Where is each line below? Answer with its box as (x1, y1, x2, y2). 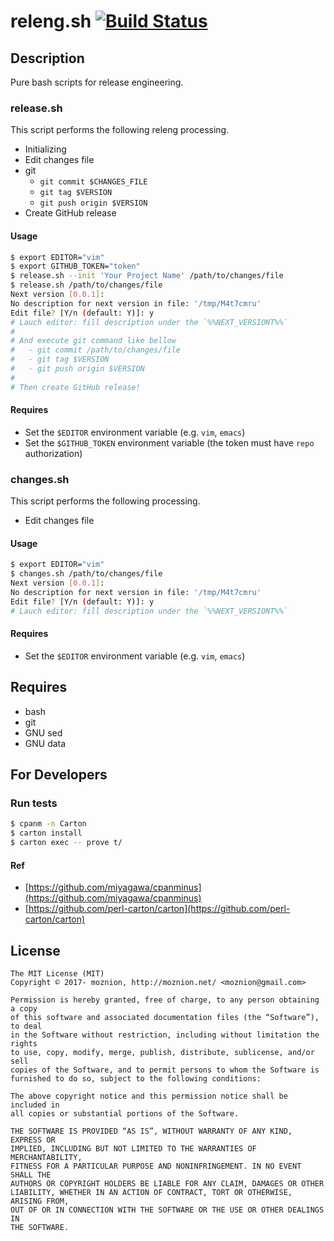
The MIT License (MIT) (10, 968, 105, 979)
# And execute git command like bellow (10, 336, 177, 346)
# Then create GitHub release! (10, 382, 141, 392)
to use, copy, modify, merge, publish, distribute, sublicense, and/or (10, 1047, 315, 1057)
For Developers (10, 766, 108, 783)
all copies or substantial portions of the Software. (10, 1108, 240, 1119)
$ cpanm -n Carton (10, 819, 87, 829)
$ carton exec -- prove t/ (10, 838, 123, 848)
